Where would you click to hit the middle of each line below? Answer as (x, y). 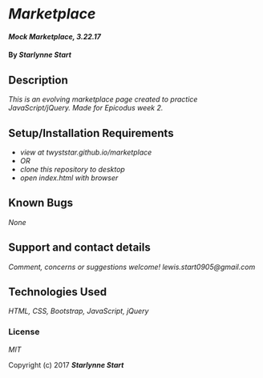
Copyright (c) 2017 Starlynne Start (66, 364)
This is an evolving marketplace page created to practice (103, 99)
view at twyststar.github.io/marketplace (86, 152)
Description (38, 80)
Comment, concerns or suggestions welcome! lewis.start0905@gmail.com (132, 267)
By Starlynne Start (40, 55)
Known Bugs (41, 203)
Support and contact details (79, 248)
